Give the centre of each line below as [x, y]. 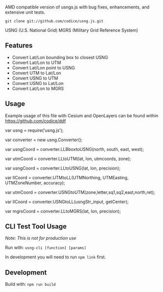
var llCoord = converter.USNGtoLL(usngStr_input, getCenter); [67, 202]
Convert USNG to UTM [35, 78]
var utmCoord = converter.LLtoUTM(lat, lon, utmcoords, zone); [68, 159]
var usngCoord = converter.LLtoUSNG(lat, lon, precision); [63, 168]
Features [19, 46]
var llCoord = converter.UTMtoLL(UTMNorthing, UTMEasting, [67, 177]
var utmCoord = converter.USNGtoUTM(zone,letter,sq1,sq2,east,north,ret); [80, 192]
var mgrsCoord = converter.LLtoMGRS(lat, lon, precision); [63, 211]
